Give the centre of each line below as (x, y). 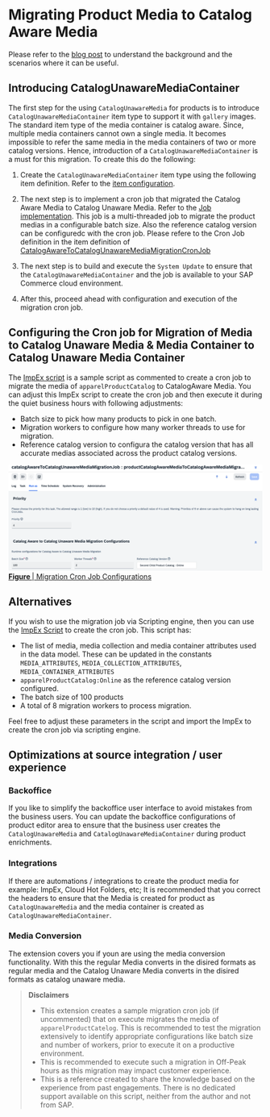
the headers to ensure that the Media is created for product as (112, 898)
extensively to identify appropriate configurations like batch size (147, 1036)
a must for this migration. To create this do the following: (102, 159)
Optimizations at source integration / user (116, 754)
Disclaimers (49, 994)
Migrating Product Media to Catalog (130, 15)
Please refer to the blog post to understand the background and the (120, 54)
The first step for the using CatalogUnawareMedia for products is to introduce (134, 107)
